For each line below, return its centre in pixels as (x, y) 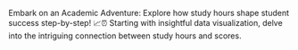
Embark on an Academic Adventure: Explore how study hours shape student (149, 13)
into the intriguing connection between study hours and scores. (125, 36)
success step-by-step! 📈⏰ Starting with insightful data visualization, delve (145, 23)
